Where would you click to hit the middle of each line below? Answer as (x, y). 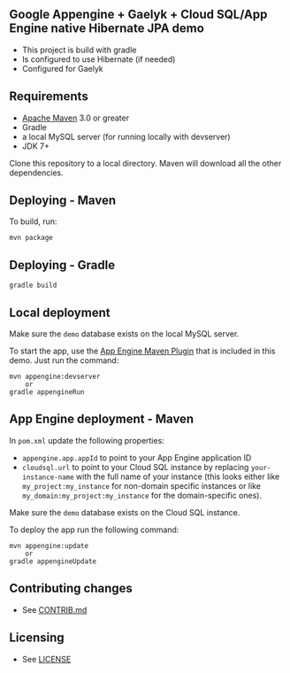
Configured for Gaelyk (62, 68)
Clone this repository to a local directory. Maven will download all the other (145, 163)
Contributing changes (71, 588)
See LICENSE (46, 659)
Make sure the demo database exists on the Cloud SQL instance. (125, 512)
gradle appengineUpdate (53, 561)
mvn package (31, 238)
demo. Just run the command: (64, 360)
